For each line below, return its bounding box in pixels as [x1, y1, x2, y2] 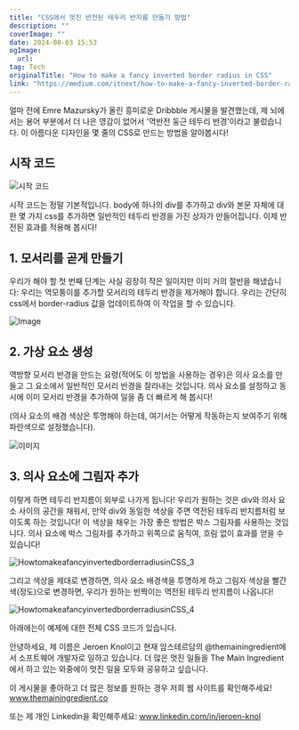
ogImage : [9, 46, 42, 55]
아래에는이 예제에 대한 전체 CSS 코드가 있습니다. [9, 622, 177, 633]
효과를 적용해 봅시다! [25, 222, 98, 232]
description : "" [9, 21, 69, 30]
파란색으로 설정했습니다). [9, 422, 96, 433]
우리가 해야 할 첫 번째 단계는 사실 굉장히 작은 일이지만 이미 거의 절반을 [9, 276, 251, 287]
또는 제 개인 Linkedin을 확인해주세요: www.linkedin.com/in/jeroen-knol [9, 710, 261, 721]
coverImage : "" [9, 29, 66, 38]
